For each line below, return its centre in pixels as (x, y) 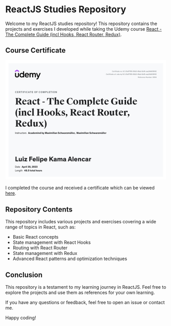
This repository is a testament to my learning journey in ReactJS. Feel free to (86, 287)
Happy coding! (21, 317)
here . (11, 193)
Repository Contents (39, 209)
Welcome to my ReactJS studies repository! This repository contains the (81, 24)
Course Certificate (35, 50)
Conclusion (24, 275)
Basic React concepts (35, 237)
